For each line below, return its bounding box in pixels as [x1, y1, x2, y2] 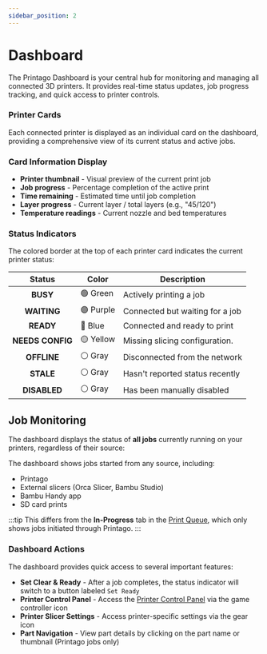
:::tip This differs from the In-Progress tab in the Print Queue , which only [8, 515, 248, 524]
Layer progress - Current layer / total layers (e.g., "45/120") [19, 200, 217, 209]
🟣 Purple [80, 305, 116, 316]
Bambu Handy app [19, 491, 82, 500]
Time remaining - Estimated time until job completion [19, 191, 197, 201]
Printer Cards [8, 110, 62, 121]
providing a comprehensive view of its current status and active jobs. [8, 136, 236, 146]
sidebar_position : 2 [8, 11, 78, 20]
